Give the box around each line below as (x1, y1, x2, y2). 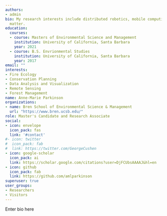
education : (5, 26, 28, 31)
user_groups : (5, 183, 32, 188)
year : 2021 (14, 44, 37, 49)
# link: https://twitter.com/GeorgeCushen (5, 146, 97, 151)
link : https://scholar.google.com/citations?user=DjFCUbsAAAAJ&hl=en (9, 160, 157, 165)
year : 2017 (14, 58, 37, 63)
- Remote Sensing (5, 86, 41, 91)
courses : (9, 30, 28, 35)
